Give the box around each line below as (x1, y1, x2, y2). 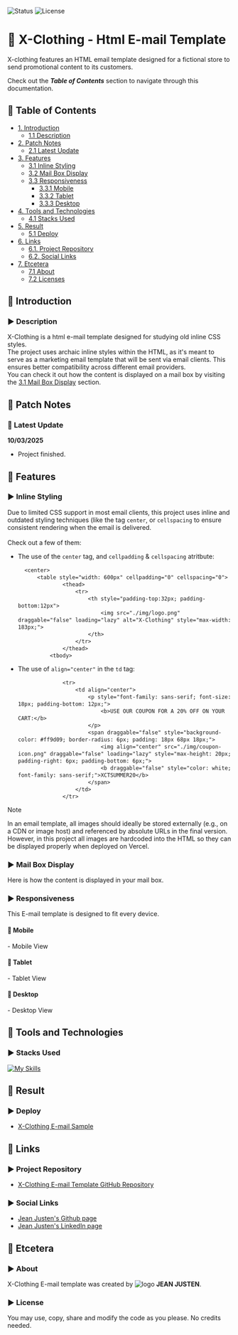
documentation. (7, 84, 54, 92)
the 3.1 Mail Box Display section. (7, 378, 102, 387)
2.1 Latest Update (28, 146, 80, 154)
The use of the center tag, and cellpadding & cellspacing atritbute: (17, 552, 215, 560)
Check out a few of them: (7, 538, 82, 547)
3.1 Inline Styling (28, 161, 76, 170)
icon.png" (17, 750, 48, 757)
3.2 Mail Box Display (28, 169, 88, 177)
